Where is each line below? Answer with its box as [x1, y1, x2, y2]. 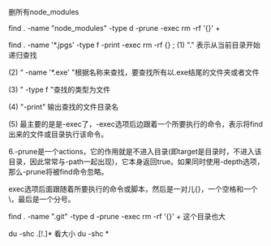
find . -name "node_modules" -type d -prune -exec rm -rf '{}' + [8, 24, 221, 32]
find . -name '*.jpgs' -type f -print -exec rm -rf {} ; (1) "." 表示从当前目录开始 [8, 40, 261, 50]
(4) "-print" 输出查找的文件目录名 [8, 102, 119, 111]
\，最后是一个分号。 [8, 194, 75, 204]
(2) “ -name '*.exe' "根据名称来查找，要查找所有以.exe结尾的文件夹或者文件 [8, 67, 260, 77]
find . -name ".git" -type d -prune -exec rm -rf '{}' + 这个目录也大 [8, 212, 226, 221]
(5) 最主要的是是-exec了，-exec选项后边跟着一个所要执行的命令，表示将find [8, 119, 264, 128]
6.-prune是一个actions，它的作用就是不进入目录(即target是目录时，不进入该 [8, 147, 262, 156]
